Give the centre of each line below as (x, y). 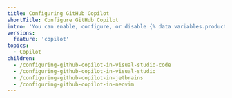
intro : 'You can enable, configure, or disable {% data (89, 26)
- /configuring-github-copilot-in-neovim (74, 84)
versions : (21, 33)
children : (21, 59)
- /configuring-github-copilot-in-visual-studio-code (92, 65)
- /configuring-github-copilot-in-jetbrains (78, 78)
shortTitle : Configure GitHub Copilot (63, 20)
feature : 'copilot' (41, 39)
